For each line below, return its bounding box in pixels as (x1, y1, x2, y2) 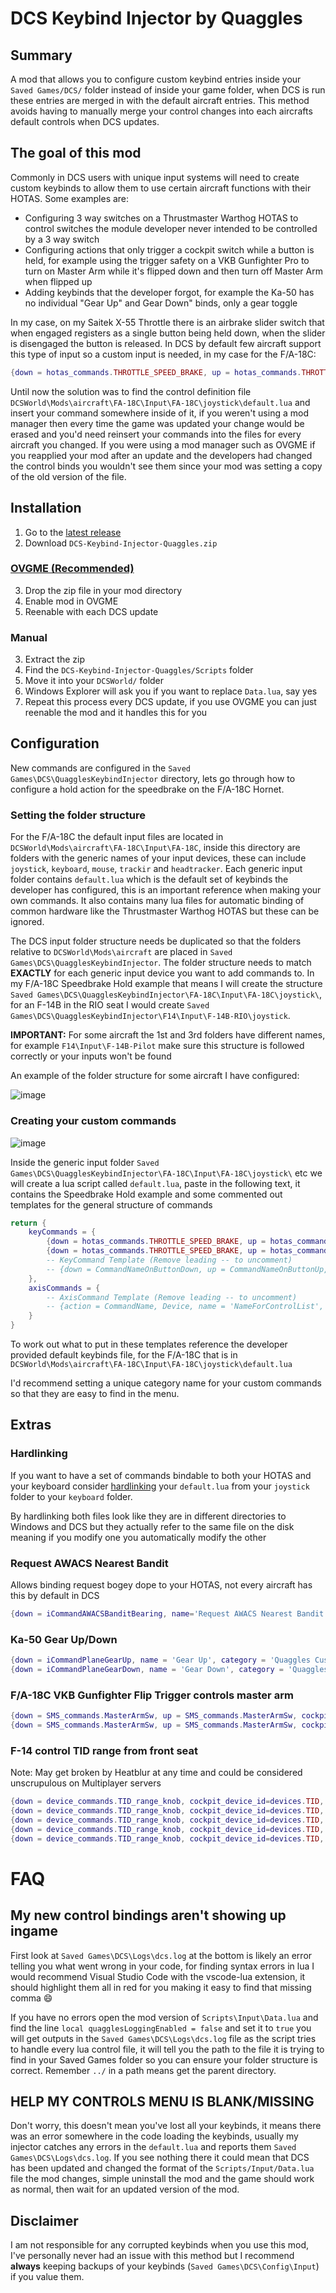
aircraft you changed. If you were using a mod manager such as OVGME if (10, 438, 316, 451)
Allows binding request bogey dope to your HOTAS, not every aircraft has (10, 1578, 313, 1591)
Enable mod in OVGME (24, 595, 119, 607)
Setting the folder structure (10, 808, 146, 822)
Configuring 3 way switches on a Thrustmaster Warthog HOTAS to (24, 212, 299, 224)
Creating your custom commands (10, 1114, 177, 1128)
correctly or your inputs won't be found (10, 1050, 172, 1062)
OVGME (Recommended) (10, 562, 135, 576)
